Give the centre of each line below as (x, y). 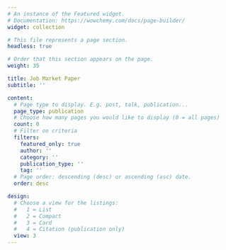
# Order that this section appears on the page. (80, 59)
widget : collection (36, 27)
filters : (27, 137)
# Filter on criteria (46, 131)
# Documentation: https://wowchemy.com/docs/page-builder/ (96, 21)
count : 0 (27, 125)
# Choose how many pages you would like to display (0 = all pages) (117, 118)
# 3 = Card (33, 223)
